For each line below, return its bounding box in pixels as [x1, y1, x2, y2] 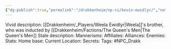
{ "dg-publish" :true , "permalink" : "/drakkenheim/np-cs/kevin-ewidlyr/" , [5, 7, 158, 13]
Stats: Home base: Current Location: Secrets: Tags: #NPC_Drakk [5, 38, 141, 44]
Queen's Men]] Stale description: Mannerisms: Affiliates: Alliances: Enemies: [5, 32, 166, 38]
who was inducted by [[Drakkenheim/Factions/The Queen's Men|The [5, 27, 151, 33]
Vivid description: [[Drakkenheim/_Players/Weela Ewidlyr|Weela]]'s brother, [5, 21, 164, 28]
